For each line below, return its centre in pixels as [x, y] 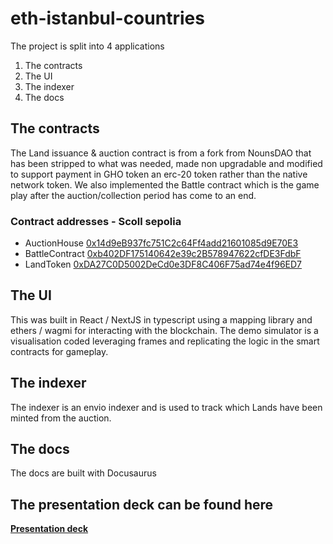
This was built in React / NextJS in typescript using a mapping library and [161, 319]
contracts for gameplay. [59, 351]
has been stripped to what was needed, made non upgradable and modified [166, 163]
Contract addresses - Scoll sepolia [96, 221]
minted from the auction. [61, 418]
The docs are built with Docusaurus [83, 473]
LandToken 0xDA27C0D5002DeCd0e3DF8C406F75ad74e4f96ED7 [163, 264]
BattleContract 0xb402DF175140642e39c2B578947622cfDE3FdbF [163, 254]
